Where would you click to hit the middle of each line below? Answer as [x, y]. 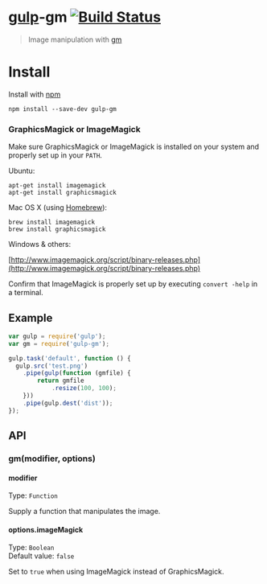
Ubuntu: [22, 171]
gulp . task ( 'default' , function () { [70, 358]
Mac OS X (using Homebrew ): [58, 208]
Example [31, 318]
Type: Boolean [31, 548]
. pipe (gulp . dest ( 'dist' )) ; [68, 403]
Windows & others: [40, 245]
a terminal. [26, 293]
